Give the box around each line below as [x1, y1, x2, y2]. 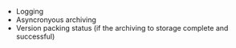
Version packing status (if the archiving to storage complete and [15, 24, 229, 32]
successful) [15, 31, 55, 41]
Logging [15, 7, 44, 16]
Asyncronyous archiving [15, 15, 96, 24]
